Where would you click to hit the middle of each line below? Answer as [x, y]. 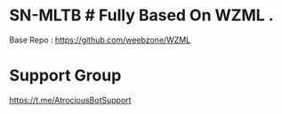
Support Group [65, 76]
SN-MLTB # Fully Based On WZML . [141, 15]
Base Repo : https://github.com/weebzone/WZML [100, 40]
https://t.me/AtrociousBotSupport [70, 100]
